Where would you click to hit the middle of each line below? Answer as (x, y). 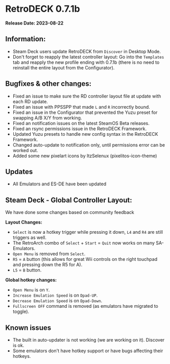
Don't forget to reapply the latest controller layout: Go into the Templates (88, 57)
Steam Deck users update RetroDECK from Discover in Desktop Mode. (87, 51)
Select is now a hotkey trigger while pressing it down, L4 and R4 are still (88, 232)
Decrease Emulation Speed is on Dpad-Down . (57, 301)
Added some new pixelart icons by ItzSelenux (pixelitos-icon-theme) (85, 156)
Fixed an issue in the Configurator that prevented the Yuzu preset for (85, 112)
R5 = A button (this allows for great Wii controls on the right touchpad (85, 259)
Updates (19, 172)
